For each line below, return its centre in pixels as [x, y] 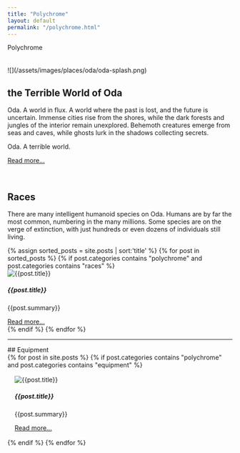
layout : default [31, 21]
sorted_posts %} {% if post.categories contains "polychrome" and [105, 258]
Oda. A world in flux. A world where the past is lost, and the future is [108, 110]
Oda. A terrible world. [39, 146]
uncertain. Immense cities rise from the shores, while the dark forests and [116, 118]
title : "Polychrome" [38, 14]
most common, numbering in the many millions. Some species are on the [115, 221]
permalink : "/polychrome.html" [54, 27]
